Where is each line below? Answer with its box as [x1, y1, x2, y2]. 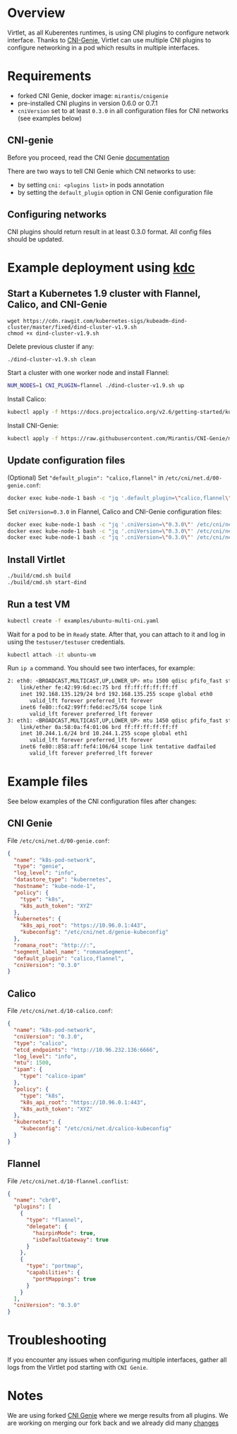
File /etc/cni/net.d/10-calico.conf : [7, 1007, 113, 1015]
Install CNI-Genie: [7, 422, 59, 430]
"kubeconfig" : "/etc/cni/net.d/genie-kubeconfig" [20, 929, 169, 936]
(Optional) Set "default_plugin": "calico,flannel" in [7, 473, 164, 482]
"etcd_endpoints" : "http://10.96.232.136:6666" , [13, 1046, 159, 1053]
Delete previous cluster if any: [7, 342, 95, 350]
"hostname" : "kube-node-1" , [13, 883, 97, 890]
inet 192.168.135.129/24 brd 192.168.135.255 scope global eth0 [20, 691, 213, 698]
